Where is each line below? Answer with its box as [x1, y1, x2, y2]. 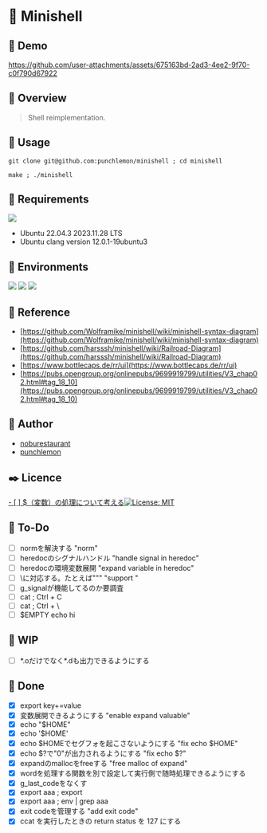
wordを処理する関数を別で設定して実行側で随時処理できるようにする [19, 768, 246, 778]
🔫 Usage [8, 136, 50, 150]
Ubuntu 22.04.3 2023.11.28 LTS [19, 229, 123, 238]
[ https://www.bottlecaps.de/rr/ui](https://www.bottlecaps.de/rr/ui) [19, 360, 238, 370]
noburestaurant [19, 438, 71, 448]
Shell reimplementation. [27, 112, 106, 122]
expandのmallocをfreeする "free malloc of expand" [19, 759, 188, 768]
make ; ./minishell [8, 171, 73, 179]
